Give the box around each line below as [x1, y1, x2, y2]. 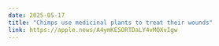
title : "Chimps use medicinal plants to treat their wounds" [8, 19, 213, 27]
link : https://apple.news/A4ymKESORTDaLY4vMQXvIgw [8, 26, 178, 34]
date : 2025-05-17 [8, 11, 65, 19]
